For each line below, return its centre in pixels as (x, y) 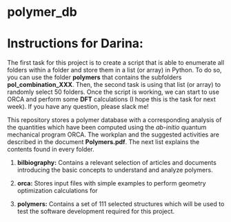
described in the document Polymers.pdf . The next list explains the (103, 142)
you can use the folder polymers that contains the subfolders (94, 77)
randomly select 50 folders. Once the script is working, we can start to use (113, 92)
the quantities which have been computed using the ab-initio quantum (107, 128)
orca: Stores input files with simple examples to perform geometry (111, 183)
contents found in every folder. (51, 150)
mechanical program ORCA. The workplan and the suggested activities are (113, 134)
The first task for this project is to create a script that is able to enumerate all (116, 63)
